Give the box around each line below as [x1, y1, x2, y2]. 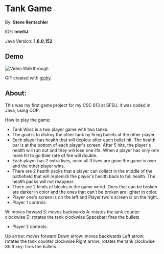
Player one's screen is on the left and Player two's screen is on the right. [12, 194, 158, 200]
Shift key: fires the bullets [5, 243, 56, 249]
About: [5, 89, 27, 98]
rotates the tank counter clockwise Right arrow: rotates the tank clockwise [5, 238, 155, 244]
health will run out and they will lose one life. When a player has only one [12, 147, 159, 153]
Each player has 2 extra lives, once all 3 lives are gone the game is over [12, 157, 157, 163]
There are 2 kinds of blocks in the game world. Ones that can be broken [12, 183, 158, 189]
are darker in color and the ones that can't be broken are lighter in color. [12, 189, 158, 195]
